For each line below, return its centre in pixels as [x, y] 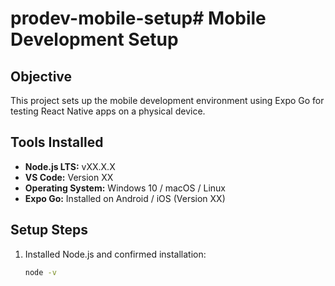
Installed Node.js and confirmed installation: [115, 254]
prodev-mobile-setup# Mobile [138, 18]
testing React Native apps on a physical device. [108, 111]
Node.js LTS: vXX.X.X [70, 166]
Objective [41, 76]
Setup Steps [49, 230]
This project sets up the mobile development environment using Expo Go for [167, 100]
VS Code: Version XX [69, 177]
